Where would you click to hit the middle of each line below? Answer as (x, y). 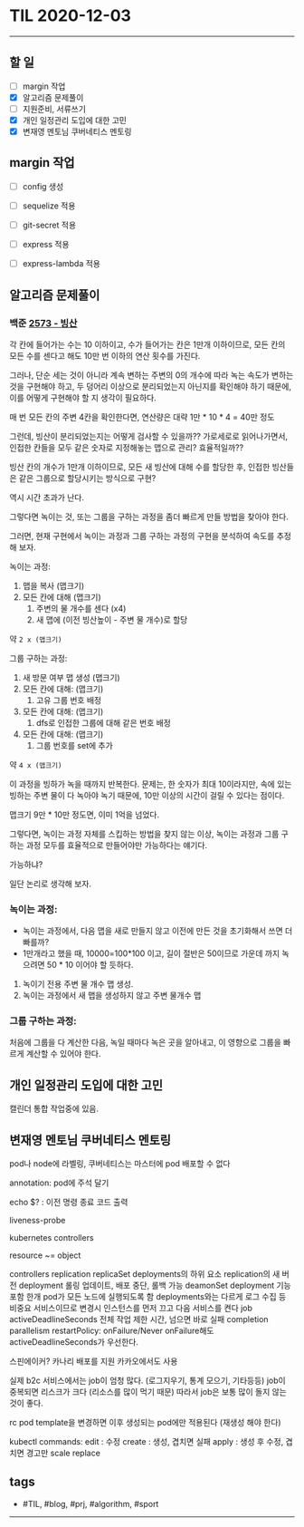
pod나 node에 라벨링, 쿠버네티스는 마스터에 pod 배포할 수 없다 (120, 1164)
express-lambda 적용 (62, 264)
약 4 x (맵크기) (36, 764)
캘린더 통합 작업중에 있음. (54, 1109)
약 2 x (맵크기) (36, 639)
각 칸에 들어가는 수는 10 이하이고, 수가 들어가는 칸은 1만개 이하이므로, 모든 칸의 (147, 344)
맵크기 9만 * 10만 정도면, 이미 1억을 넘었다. (85, 814)
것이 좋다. (26, 1403)
